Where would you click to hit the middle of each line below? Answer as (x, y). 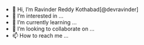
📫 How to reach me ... (40, 36)
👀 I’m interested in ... (38, 16)
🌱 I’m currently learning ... (44, 22)
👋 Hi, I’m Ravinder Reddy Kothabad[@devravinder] (75, 9)
